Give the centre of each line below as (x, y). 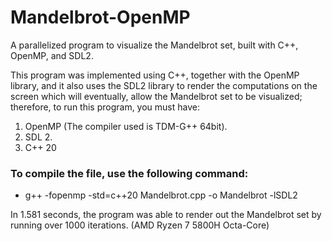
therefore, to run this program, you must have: (105, 107)
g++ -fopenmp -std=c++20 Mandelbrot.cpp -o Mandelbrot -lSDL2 (161, 195)
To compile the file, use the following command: (129, 173)
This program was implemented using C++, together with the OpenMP (155, 75)
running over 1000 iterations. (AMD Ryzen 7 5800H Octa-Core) (140, 225)
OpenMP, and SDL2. (52, 55)
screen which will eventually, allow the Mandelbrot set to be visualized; (156, 96)
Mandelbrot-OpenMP (100, 17)
